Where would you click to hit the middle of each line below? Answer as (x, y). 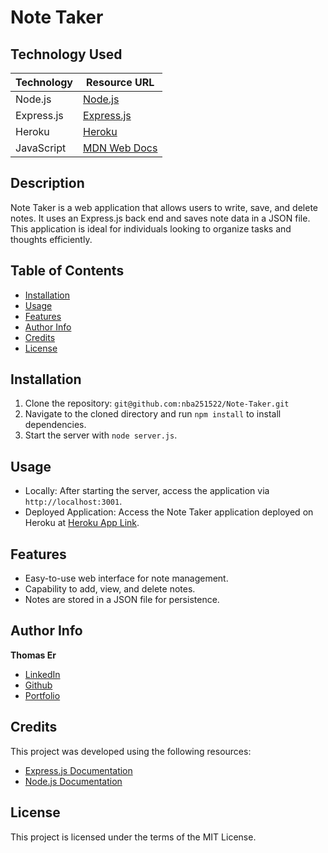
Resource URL (120, 82)
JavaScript (41, 148)
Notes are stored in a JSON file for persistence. (122, 600)
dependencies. (55, 425)
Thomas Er (33, 655)
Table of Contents (67, 271)
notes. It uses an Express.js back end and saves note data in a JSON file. (160, 218)
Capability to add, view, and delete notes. (110, 589)
